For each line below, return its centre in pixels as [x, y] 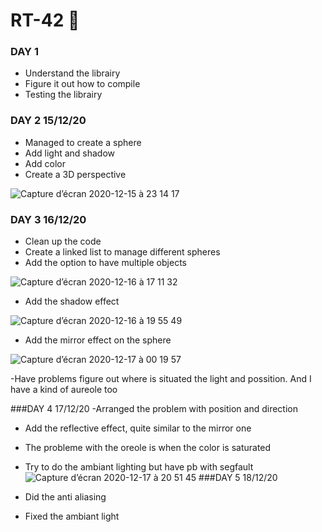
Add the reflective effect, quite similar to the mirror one [138, 428]
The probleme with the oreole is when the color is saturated [148, 448]
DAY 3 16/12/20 [48, 219]
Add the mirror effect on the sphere [98, 340]
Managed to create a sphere [83, 142]
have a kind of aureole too [64, 390]
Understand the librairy [72, 73]
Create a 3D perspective [75, 174]
